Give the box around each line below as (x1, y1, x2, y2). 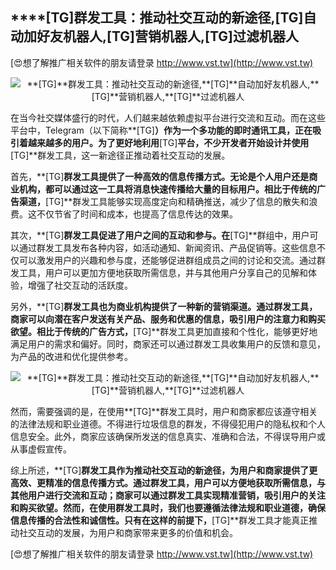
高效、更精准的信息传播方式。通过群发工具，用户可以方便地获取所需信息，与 (10, 476, 326, 488)
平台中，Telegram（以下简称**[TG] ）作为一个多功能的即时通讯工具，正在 (10, 124, 313, 136)
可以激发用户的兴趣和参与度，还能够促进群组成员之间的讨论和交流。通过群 (18, 254, 326, 266)
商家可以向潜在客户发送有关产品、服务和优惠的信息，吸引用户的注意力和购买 (10, 313, 326, 325)
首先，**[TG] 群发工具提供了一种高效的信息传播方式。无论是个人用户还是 (10, 170, 310, 182)
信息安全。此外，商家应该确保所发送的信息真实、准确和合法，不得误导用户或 (10, 430, 326, 442)
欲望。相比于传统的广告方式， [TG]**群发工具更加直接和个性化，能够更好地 (10, 325, 318, 337)
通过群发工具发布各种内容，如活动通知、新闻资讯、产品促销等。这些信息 (18, 241, 317, 253)
